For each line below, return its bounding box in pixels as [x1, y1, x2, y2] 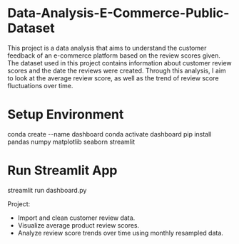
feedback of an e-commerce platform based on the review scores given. [7, 51, 221, 60]
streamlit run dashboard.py [7, 186, 87, 194]
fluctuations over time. [7, 81, 73, 90]
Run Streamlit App [7, 162, 118, 179]
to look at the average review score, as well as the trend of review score [7, 73, 219, 83]
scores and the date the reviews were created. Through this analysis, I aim [7, 66, 226, 75]
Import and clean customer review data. [17, 213, 136, 222]
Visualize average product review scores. [17, 221, 140, 229]
